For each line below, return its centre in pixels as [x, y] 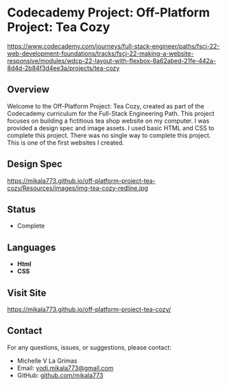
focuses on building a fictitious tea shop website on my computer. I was [108, 121]
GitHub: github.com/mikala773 [60, 375]
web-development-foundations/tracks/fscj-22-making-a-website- [100, 53]
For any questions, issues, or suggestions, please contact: [89, 347]
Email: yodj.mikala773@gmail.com [65, 367]
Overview [28, 89]
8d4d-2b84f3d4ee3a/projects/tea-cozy [63, 68]
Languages [32, 247]
